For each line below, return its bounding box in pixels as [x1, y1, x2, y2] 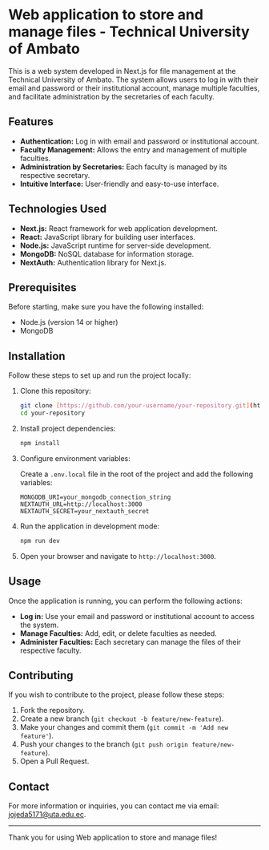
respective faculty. [19, 646, 82, 655]
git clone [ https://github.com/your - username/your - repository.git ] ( [19, 402, 254, 410]
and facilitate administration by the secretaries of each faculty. [8, 91, 215, 101]
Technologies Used [8, 202, 106, 216]
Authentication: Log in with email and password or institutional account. [19, 136, 260, 146]
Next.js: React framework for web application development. [19, 223, 219, 233]
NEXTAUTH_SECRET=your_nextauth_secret [19, 507, 150, 515]
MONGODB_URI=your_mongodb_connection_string [19, 493, 171, 501]
